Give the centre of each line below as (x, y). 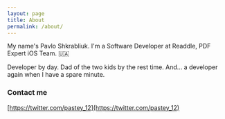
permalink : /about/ (35, 26)
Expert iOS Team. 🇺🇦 (38, 53)
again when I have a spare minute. (56, 75)
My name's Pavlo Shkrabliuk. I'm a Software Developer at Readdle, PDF (109, 46)
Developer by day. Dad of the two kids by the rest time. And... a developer (112, 67)
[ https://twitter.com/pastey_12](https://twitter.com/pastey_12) (93, 107)
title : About (26, 20)
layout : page (26, 13)
